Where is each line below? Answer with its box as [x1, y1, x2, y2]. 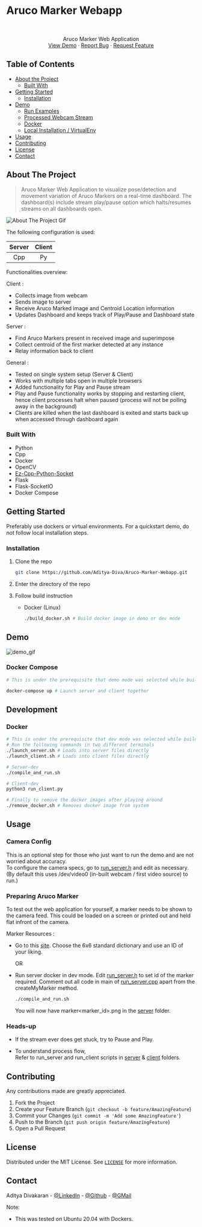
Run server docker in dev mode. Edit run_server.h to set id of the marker [14, 972, 194, 978]
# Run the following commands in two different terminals [6, 742, 155, 748]
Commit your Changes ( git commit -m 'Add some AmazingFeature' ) [14, 1112, 182, 1119]
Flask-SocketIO [14, 482, 54, 489]
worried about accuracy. [6, 858, 67, 865]
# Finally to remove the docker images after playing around [6, 797, 163, 803]
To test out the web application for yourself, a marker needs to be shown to [6, 906, 192, 913]
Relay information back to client [14, 347, 94, 354]
